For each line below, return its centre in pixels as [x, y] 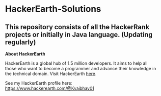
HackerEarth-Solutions [53, 9]
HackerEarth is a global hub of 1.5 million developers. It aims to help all [76, 63]
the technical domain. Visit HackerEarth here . [51, 74]
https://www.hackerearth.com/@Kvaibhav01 [50, 88]
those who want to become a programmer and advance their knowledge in [80, 68]
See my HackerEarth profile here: [39, 83]
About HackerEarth [25, 54]
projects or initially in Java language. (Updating [79, 34]
